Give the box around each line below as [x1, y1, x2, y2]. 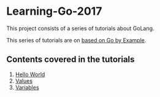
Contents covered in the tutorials [6, 54, 135, 65]
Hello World [15, 71, 45, 78]
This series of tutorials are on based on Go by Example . [6, 36, 147, 44]
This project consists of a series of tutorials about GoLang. [6, 25, 154, 32]
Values [15, 77, 32, 84]
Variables [15, 83, 39, 91]
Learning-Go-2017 [6, 4, 102, 18]
